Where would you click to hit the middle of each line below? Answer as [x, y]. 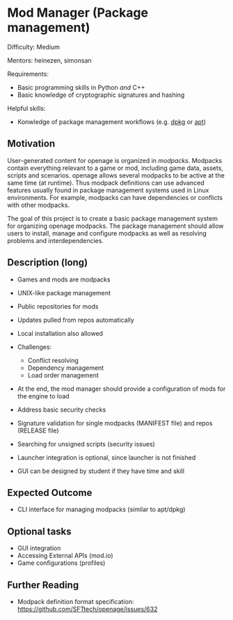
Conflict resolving [53, 360]
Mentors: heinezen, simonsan [49, 60]
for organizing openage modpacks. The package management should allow [115, 226]
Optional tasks [39, 531]
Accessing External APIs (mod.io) [65, 556]
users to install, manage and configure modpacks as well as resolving [107, 233]
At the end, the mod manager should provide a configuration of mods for [121, 389]
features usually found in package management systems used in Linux [108, 190]
